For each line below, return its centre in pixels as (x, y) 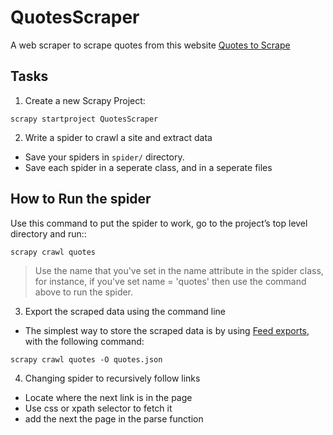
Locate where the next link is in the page (108, 397)
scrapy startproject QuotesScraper (84, 119)
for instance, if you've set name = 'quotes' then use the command (170, 281)
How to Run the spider (81, 199)
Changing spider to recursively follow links (112, 378)
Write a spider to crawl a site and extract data (118, 137)
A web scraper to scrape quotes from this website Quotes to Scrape (150, 45)
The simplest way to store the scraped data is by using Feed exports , (167, 330)
